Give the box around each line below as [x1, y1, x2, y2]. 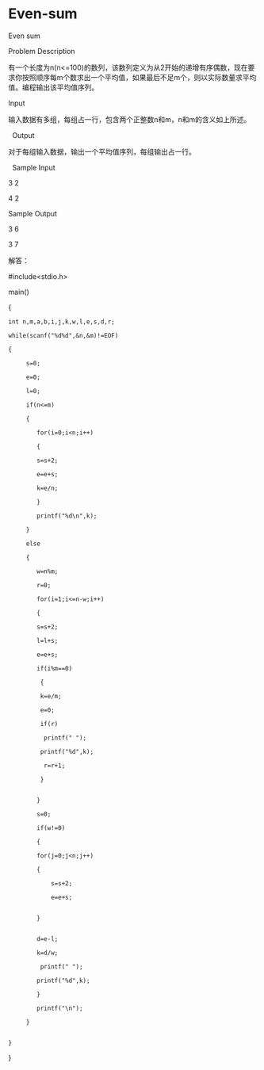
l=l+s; [36, 636, 59, 644]
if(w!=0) [36, 824, 66, 832]
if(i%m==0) [36, 664, 73, 672]
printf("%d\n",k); [36, 512, 98, 520]
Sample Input [11, 162, 55, 172]
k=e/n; [36, 484, 59, 492]
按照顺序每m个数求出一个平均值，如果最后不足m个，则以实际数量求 [21, 72, 243, 82]
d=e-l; [36, 934, 59, 943]
